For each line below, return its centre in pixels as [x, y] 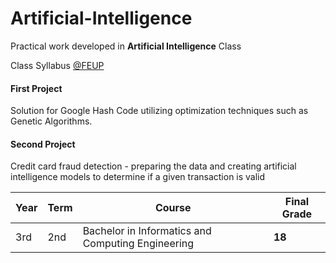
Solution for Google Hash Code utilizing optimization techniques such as [159, 111]
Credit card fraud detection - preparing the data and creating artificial [153, 166]
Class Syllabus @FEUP [57, 65]
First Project [36, 88]
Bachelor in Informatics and [147, 231]
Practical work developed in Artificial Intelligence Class [126, 46]
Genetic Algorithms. [51, 121]
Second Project [43, 144]
